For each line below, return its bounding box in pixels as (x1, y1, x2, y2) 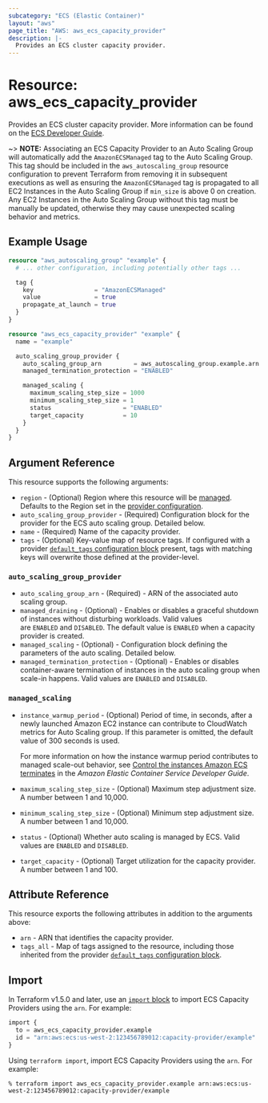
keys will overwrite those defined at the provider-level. (19, 553, 200, 562)
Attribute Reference (8, 888, 110, 902)
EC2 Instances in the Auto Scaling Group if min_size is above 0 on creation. (8, 186, 257, 197)
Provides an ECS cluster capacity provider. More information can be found (8, 120, 254, 129)
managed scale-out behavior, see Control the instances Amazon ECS (19, 760, 248, 769)
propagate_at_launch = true (22, 301, 116, 309)
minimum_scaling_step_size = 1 (29, 396, 134, 404)
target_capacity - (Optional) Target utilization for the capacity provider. (19, 856, 256, 866)
